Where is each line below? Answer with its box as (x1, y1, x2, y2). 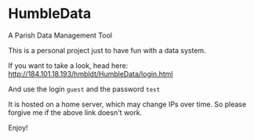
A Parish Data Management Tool (8, 31, 112, 40)
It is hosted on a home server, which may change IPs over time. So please (8, 99, 247, 109)
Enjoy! (8, 123, 29, 132)
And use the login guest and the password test (8, 84, 161, 94)
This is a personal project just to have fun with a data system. (8, 45, 206, 55)
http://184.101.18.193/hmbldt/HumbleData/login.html (8, 69, 173, 78)
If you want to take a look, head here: (8, 60, 129, 70)
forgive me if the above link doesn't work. (8, 107, 143, 117)
